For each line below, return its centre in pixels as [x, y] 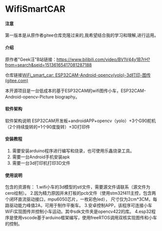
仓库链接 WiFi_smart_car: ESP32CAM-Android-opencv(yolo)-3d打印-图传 [78, 75]
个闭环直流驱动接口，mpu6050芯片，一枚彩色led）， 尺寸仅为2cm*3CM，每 [81, 199]
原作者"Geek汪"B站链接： [31, 59]
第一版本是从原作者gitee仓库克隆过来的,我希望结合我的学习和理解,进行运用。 [82, 35]
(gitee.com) [17, 80]
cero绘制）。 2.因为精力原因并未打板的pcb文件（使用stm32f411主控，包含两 [81, 193]
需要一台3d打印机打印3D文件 [41, 163]
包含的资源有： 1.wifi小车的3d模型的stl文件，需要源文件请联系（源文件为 [78, 187]
